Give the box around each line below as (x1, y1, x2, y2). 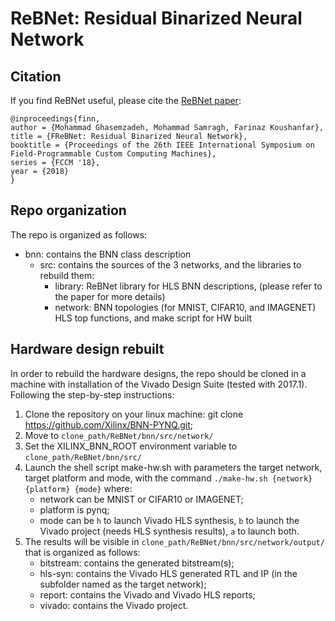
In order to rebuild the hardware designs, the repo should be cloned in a (10, 367, 307, 379)
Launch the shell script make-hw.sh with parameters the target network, (24, 461, 323, 473)
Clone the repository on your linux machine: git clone (24, 408, 244, 420)
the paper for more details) (54, 290, 166, 302)
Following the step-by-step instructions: (10, 388, 175, 401)
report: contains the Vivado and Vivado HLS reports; (39, 588, 256, 601)
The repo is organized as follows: (10, 228, 148, 241)
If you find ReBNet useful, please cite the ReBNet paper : (10, 95, 242, 106)
